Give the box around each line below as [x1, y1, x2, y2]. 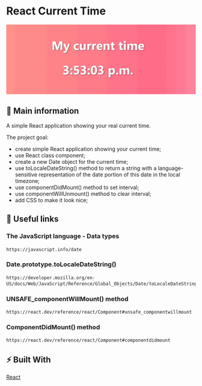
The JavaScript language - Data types [6, 232, 120, 240]
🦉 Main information [6, 106, 79, 116]
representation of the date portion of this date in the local [38, 170, 180, 178]
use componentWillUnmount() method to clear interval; [14, 190, 151, 197]
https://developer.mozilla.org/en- [6, 275, 96, 281]
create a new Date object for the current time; [14, 158, 129, 165]
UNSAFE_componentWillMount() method [6, 294, 129, 303]
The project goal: [6, 134, 49, 141]
